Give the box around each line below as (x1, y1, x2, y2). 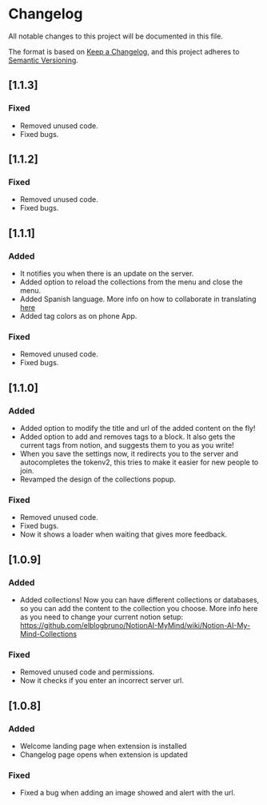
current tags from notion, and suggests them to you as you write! (19, 440, 234, 449)
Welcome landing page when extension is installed (19, 741, 187, 751)
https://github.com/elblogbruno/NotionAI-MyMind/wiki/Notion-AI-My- (19, 620, 250, 630)
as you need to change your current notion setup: (19, 612, 184, 622)
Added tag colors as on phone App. (19, 312, 137, 320)
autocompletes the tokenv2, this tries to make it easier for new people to (19, 457, 259, 467)
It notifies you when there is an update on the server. (19, 269, 194, 278)
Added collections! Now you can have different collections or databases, (19, 594, 260, 605)
